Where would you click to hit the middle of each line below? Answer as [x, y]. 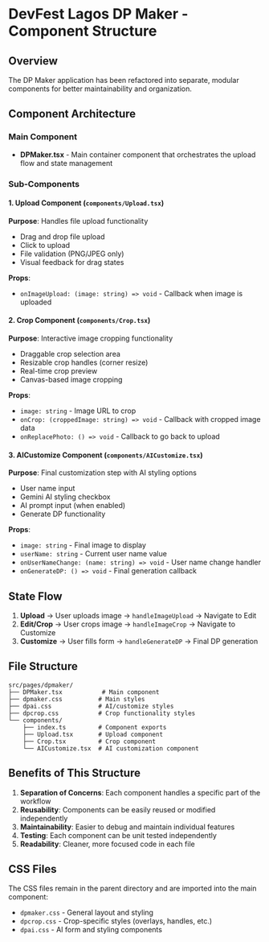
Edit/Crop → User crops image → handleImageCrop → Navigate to [127, 624]
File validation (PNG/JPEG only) [72, 254]
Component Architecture [72, 114]
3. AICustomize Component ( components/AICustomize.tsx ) [106, 455]
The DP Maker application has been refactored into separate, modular [124, 80]
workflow [35, 801]
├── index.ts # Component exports [95, 727]
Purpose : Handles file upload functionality [78, 221]
